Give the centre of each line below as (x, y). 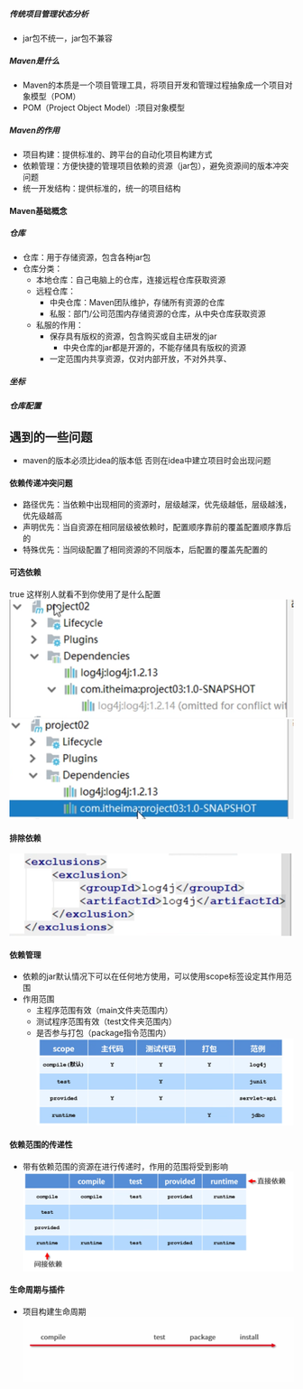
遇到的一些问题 (51, 437)
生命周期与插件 (37, 1290)
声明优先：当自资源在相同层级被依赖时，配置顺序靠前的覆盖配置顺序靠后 (156, 527)
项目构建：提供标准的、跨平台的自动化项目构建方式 (117, 154)
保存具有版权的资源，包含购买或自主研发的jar (133, 336)
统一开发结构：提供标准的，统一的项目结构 (101, 188)
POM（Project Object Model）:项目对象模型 (104, 107)
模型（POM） (55, 96)
